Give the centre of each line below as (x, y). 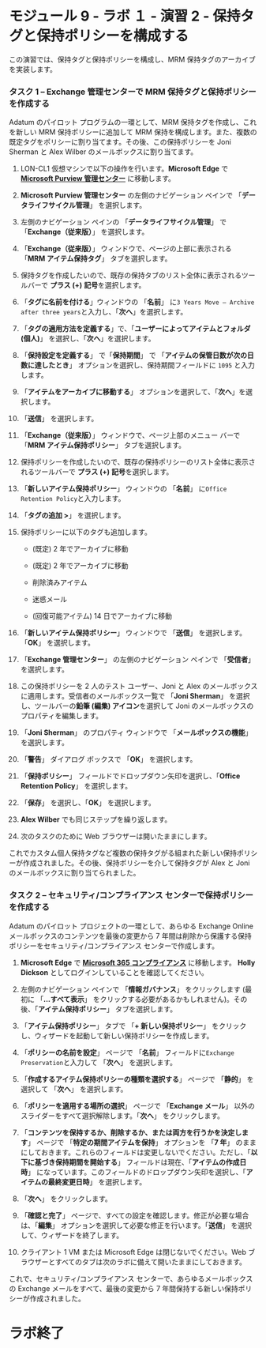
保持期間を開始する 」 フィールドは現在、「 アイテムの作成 (147, 1162)
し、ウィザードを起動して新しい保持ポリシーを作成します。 (117, 1035)
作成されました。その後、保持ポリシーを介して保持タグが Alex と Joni (136, 863)
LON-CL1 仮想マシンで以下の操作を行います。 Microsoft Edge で (124, 169)
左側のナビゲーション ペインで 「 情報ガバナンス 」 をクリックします (131, 989)
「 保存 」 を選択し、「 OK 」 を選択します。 (88, 803)
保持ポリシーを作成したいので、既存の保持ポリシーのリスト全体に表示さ (138, 462)
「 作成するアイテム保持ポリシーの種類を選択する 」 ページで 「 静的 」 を (137, 1079)
